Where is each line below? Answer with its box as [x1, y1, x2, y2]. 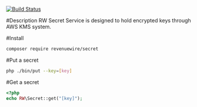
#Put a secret [6, 56, 39, 63]
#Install [6, 35, 24, 41]
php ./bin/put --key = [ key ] [6, 68, 72, 73]
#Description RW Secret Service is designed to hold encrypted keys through [6, 17, 191, 24]
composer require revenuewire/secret [6, 46, 99, 52]
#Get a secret [6, 78, 39, 85]
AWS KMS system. [6, 24, 52, 30]
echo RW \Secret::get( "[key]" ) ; [6, 95, 83, 101]
